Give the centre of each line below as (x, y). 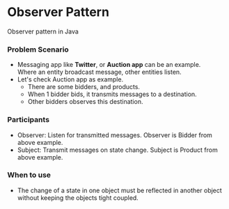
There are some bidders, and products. (84, 87)
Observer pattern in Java (43, 31)
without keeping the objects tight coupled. (78, 198)
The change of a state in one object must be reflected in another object (120, 190)
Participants (29, 120)
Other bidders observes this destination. (85, 102)
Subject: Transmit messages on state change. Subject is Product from (117, 150)
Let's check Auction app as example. (70, 79)
